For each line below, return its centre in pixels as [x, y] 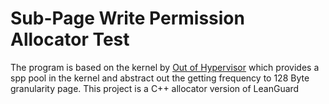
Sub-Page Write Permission [127, 18]
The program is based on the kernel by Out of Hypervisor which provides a [165, 67]
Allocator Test [70, 39]
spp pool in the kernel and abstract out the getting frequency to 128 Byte [160, 78]
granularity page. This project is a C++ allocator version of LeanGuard [155, 88]
